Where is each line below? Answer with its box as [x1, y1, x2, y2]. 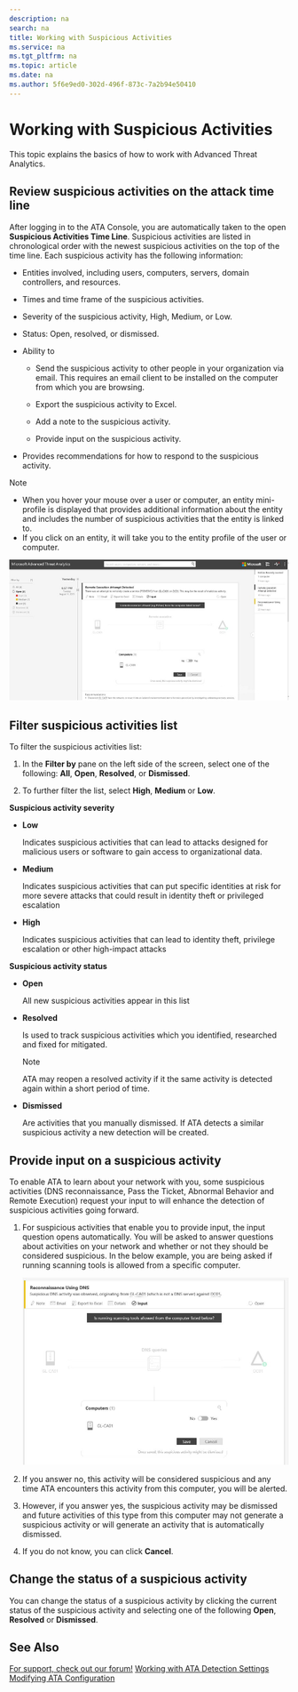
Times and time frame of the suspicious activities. [21, 293, 205, 304]
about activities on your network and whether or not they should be [21, 1241, 269, 1251]
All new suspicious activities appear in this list [21, 996, 191, 1006]
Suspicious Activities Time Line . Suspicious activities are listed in [9, 231, 251, 242]
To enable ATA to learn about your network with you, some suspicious [9, 1176, 265, 1187]
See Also [9, 1640, 59, 1656]
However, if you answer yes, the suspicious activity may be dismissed [21, 1500, 278, 1511]
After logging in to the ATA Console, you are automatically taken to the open [9, 221, 286, 232]
